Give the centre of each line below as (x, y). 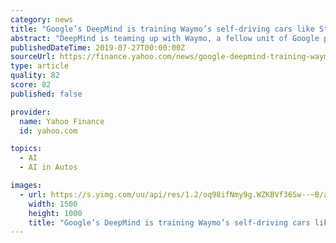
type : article (40, 66)
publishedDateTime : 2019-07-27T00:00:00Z (98, 47)
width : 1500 (53, 204)
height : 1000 (55, 213)
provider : (31, 112)
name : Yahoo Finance (62, 121)
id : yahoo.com (48, 131)
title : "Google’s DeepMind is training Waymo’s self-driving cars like (162, 29)
